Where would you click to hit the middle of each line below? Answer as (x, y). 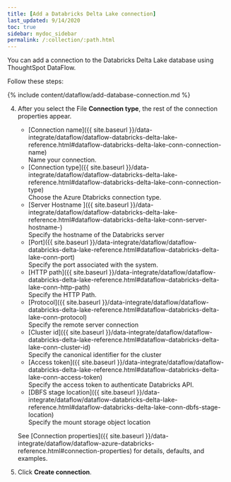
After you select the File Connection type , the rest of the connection (117, 109)
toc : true (22, 27)
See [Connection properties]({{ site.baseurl (81, 436)
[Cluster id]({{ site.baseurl (66, 332)
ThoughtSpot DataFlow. (42, 68)
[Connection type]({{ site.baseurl (76, 167)
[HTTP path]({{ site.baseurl (68, 272)
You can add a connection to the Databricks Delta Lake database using (111, 60)
